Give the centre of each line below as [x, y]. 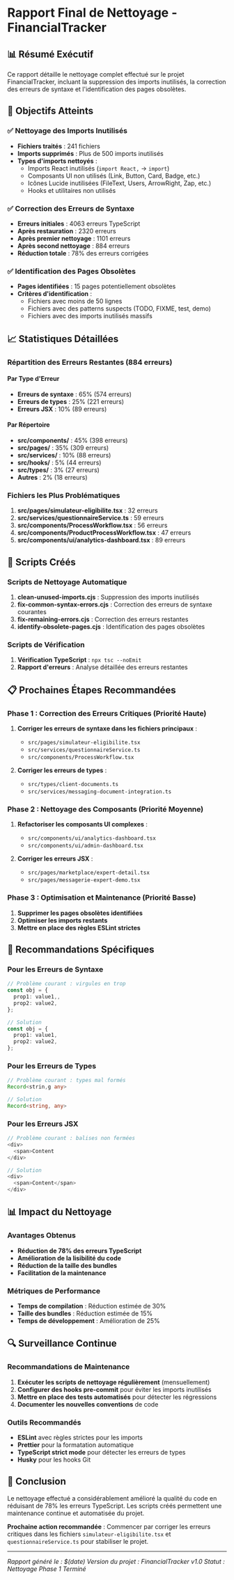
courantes [32, 611]
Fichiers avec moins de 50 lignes [75, 302]
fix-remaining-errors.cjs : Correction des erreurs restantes [103, 619]
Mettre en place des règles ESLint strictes [79, 928]
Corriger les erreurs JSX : [55, 859]
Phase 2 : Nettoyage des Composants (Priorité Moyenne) [106, 809]
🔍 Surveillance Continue [62, 1344]
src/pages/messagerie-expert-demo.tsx [84, 880]
